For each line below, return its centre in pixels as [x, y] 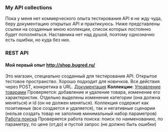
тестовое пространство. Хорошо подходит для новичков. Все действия [82, 82]
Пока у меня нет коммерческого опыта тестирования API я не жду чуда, [84, 19]
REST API [17, 53]
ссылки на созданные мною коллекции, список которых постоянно [78, 29]
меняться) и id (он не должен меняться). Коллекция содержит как [77, 103]
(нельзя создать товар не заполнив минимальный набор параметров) [81, 114]
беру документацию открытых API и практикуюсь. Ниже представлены [83, 24]
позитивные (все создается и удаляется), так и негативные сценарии [80, 108]
